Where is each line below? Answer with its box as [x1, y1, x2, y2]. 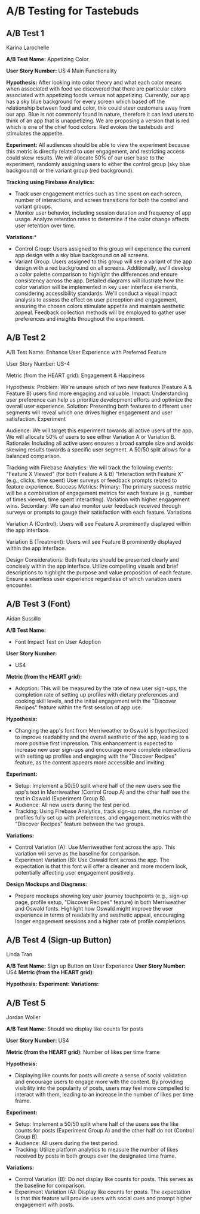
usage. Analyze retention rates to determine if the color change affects [14, 216, 189, 222]
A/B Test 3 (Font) [6, 599, 70, 609]
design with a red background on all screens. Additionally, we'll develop [14, 264, 192, 271]
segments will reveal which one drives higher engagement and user [6, 409, 173, 416]
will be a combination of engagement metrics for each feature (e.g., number [6, 489, 193, 496]
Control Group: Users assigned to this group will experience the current [14, 245, 191, 252]
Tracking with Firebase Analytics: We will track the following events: [6, 463, 174, 471]
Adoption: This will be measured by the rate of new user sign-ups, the [14, 685, 187, 692]
